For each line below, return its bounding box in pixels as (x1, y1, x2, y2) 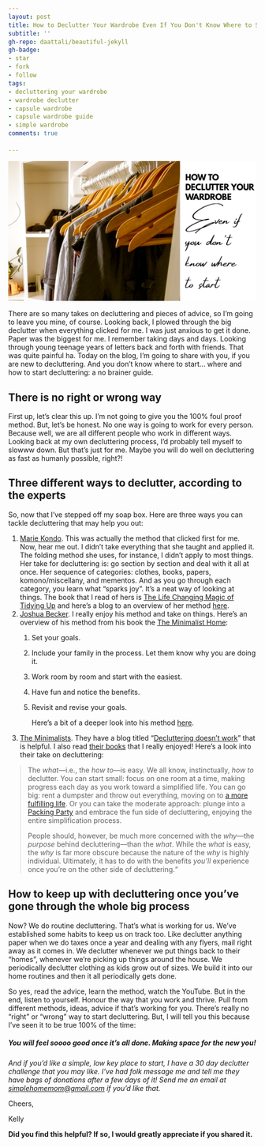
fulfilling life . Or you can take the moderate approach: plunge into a (27, 798, 246, 808)
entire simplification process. (27, 815, 122, 825)
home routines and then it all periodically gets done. (8, 971, 177, 980)
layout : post (8, 13, 51, 21)
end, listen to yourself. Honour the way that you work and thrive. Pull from (8, 994, 248, 1004)
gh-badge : (8, 46, 41, 55)
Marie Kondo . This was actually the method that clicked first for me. (19, 534, 241, 543)
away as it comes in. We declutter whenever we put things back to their (8, 945, 241, 956)
